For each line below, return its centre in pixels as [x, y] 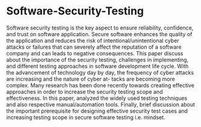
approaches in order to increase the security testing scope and [85, 91]
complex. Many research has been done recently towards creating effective [101, 85]
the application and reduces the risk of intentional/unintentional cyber [93, 40]
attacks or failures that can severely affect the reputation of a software [94, 47]
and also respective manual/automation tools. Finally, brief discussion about [101, 104]
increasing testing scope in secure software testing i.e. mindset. [86, 117]
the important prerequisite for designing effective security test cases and [97, 111]
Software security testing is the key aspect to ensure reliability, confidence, [100, 28]
